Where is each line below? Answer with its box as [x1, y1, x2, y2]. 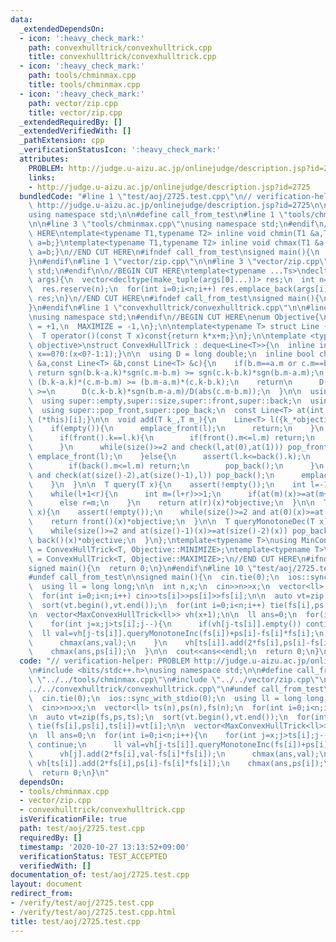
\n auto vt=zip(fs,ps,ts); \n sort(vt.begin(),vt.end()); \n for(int [28, 712, 329, 722]
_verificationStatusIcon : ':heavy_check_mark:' [19, 145, 222, 155]
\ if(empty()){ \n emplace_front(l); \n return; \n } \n [28, 424, 325, 434]
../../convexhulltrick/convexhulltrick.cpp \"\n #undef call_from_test [28, 684, 325, 694]
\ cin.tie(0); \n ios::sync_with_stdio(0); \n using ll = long [28, 693, 302, 703]
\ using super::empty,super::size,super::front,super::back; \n [28, 396, 302, 406]
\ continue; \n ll [28, 740, 123, 750]
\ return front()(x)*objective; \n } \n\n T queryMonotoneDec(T [28, 517, 315, 527]
